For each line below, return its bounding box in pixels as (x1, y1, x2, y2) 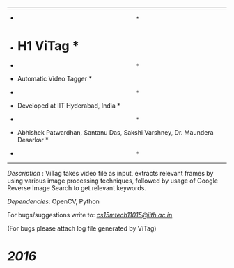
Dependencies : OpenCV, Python (7, 197, 100, 206)
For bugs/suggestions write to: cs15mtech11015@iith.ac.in (7, 210, 173, 219)
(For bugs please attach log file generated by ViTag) (7, 224, 157, 233)
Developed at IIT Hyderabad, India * (17, 101, 120, 110)
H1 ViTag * (17, 38, 79, 54)
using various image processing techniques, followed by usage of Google (7, 176, 218, 185)
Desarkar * (17, 135, 49, 144)
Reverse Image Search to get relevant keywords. (7, 183, 146, 192)
